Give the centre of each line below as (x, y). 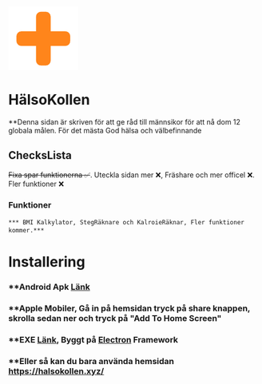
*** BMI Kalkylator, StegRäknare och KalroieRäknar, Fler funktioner (127, 223)
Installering (47, 262)
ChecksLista (40, 155)
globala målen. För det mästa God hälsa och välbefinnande (105, 130)
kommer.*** (26, 231)
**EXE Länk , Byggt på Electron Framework (93, 340)
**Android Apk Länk (49, 287)
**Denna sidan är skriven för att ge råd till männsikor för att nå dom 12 (125, 121)
